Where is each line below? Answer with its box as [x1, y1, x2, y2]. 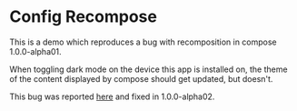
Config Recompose [9, 6, 157, 27]
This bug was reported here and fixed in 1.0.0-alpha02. [9, 91, 215, 102]
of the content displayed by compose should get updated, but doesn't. [9, 73, 273, 84]
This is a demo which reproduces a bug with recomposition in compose [9, 36, 277, 47]
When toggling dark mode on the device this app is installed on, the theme [9, 64, 288, 75]
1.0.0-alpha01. [9, 45, 62, 56]
